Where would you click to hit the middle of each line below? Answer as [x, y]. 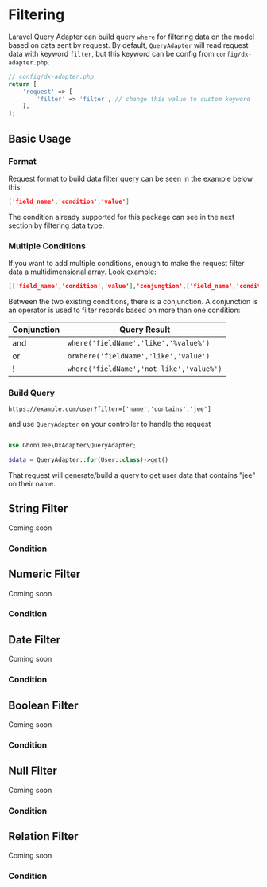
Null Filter [33, 771]
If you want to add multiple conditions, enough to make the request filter [126, 264]
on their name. [32, 483]
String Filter [38, 508]
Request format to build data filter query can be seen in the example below [131, 178]
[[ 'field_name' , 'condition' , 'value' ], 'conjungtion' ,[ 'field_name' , [122, 287]
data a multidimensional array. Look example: [82, 272]
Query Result [145, 330]
